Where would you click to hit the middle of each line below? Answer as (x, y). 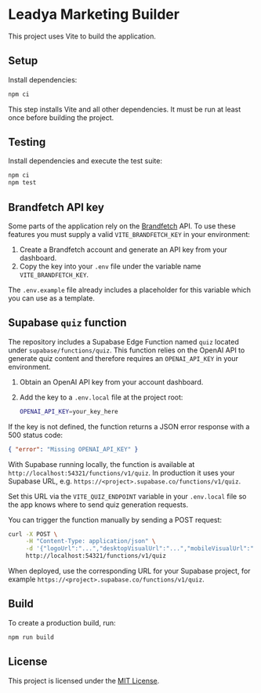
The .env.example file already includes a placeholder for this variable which (130, 290)
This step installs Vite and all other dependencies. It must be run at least (125, 109)
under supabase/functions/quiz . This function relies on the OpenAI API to (127, 350)
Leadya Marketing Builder (94, 15)
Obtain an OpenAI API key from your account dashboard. (111, 381)
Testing (27, 142)
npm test (22, 183)
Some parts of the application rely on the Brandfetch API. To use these (122, 226)
